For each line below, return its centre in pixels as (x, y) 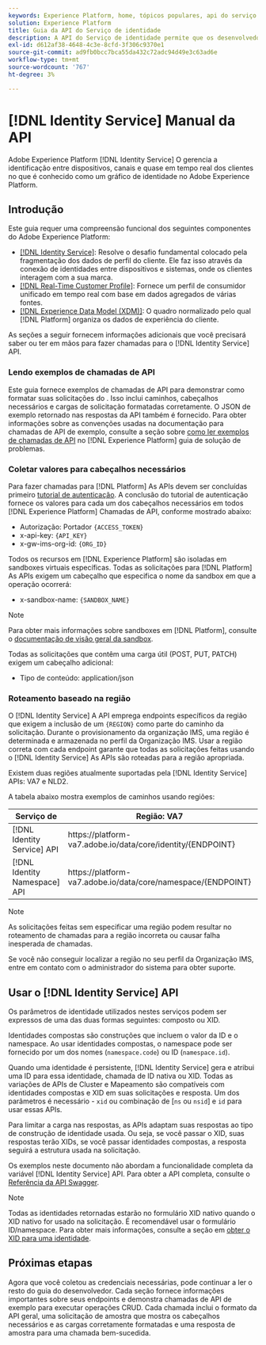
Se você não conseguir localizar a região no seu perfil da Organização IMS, (131, 959)
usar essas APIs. (35, 1110)
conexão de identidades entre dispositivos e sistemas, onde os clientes (136, 269)
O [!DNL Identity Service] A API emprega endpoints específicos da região (128, 716)
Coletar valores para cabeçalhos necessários (97, 469)
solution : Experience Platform (60, 23)
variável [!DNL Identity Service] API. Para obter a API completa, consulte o (129, 1174)
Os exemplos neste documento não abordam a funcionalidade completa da (131, 1166)
